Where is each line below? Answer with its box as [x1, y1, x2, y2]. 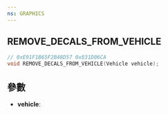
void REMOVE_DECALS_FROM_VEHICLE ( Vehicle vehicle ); [7, 60, 159, 68]
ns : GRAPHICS [7, 10, 45, 17]
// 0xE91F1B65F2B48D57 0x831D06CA [7, 54, 107, 61]
